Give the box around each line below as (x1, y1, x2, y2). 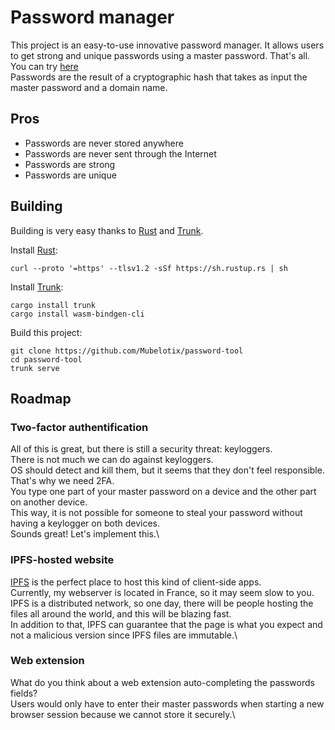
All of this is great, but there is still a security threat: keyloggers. (10, 443, 273, 455)
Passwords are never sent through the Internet (24, 147, 217, 160)
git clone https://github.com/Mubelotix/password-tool (10, 346, 244, 356)
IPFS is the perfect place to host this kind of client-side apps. (10, 576, 262, 588)
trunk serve (10, 363, 60, 373)
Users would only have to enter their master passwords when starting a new (10, 697, 325, 710)
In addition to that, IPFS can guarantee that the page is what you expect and (10, 618, 323, 630)
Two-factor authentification (10, 420, 149, 434)
